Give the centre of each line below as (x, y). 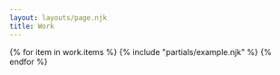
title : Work (32, 26)
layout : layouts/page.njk (58, 18)
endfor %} (29, 61)
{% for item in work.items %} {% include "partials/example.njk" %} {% (140, 52)
